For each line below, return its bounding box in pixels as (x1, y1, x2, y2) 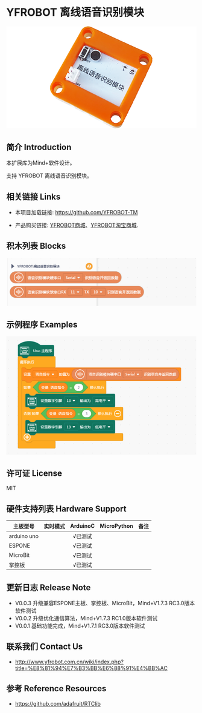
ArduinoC (70, 522, 95, 530)
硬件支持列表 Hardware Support (6, 504, 127, 514)
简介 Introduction (6, 142, 72, 152)
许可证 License (6, 468, 62, 479)
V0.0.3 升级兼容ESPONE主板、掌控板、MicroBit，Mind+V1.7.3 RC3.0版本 (14, 600, 195, 607)
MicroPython (99, 522, 134, 530)
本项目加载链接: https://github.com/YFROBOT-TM (14, 209, 138, 216)
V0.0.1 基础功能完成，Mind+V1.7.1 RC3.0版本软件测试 (14, 622, 145, 629)
